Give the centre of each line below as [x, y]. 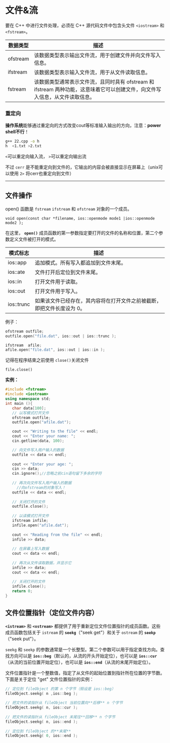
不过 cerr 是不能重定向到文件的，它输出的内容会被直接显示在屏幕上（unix [82, 167]
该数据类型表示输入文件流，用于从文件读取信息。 [92, 72]
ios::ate [16, 272]
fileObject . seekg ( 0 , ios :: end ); [42, 736]
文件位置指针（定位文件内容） [52, 613]
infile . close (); [29, 587]
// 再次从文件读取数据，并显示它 [42, 563]
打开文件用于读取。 [58, 281]
